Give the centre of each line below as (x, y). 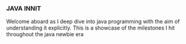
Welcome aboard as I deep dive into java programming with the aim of (93, 22)
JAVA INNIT (24, 8)
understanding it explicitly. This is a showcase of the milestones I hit (91, 28)
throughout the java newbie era (45, 34)
